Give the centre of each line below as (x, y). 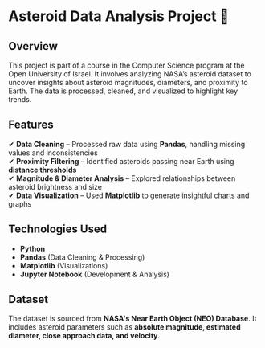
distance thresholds (43, 170)
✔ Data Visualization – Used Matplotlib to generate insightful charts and (129, 195)
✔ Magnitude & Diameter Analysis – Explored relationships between (122, 178)
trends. (20, 99)
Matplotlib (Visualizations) (64, 265)
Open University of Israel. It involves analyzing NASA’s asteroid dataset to (130, 74)
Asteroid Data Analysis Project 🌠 (119, 16)
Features (31, 125)
